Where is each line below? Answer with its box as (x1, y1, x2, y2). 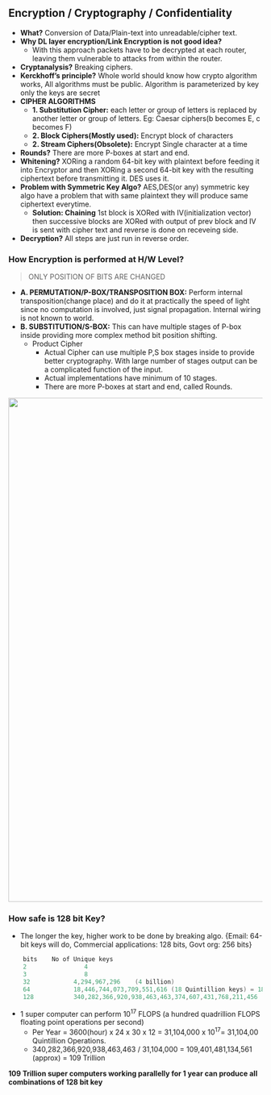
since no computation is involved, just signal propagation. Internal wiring (19, 305, 261, 314)
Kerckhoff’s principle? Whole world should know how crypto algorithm (19, 70, 257, 80)
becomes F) (31, 122, 73, 131)
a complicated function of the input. (44, 364, 164, 374)
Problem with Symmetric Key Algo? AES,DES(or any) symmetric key (19, 181, 250, 192)
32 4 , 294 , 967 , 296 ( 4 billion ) (23, 978, 175, 986)
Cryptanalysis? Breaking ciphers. (19, 62, 133, 72)
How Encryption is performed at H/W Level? (8, 253, 184, 264)
